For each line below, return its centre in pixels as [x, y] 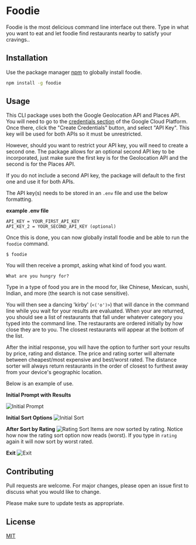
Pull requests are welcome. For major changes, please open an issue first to [97, 486]
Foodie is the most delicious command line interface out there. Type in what [97, 27]
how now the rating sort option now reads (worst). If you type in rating [92, 435]
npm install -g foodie [34, 83]
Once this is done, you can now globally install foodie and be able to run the [97, 238]
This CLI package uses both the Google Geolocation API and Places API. [93, 115]
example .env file [27, 211]
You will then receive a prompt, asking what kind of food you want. [86, 265]
